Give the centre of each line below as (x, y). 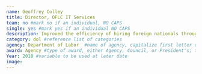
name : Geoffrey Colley (35, 12)
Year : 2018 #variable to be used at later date (67, 56)
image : (14, 61)
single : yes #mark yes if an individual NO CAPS (68, 28)
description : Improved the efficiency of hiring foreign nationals (93, 34)
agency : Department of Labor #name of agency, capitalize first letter (99, 45)
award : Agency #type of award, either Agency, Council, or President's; (99, 51)
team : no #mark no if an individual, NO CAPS (64, 23)
